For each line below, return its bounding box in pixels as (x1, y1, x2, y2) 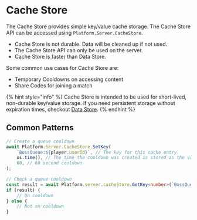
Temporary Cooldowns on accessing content (14, 76, 124, 83)
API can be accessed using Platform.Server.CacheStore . (6, 29, 143, 36)
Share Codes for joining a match (14, 82, 93, 89)
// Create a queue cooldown (6, 138, 75, 144)
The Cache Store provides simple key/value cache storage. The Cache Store (6, 23, 191, 30)
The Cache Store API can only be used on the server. (14, 46, 143, 53)
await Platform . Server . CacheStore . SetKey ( (6, 144, 111, 150)
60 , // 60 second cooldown (16, 160, 83, 166)
